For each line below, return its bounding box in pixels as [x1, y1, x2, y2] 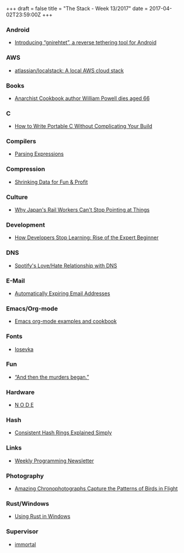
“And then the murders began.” [14, 374, 89, 381]
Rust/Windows [6, 499, 50, 507]
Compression [6, 165, 46, 173]
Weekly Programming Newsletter [14, 457, 95, 464]
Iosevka [14, 345, 34, 352]
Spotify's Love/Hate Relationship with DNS [14, 262, 117, 269]
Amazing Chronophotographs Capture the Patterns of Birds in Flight [14, 485, 178, 492]
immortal [14, 541, 36, 548]
